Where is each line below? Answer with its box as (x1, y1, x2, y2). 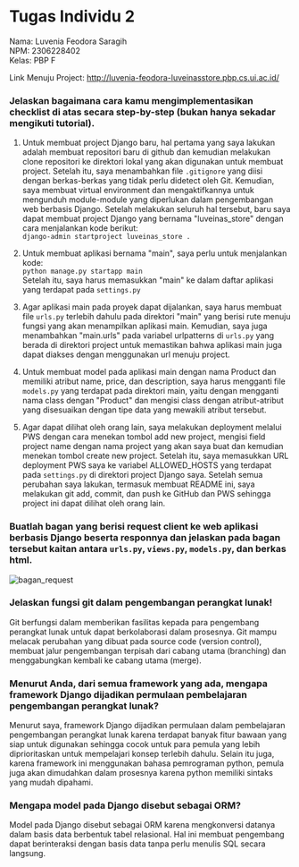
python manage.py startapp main (21, 267, 143, 276)
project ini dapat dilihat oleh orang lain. (21, 498, 166, 509)
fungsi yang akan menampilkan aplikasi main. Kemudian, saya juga (21, 320, 268, 332)
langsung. (9, 848, 46, 859)
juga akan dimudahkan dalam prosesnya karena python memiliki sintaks (9, 768, 274, 778)
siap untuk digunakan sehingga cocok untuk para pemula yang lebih (9, 739, 261, 750)
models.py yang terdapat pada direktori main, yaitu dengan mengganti (21, 386, 279, 396)
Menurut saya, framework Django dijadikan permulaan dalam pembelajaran (9, 720, 286, 731)
